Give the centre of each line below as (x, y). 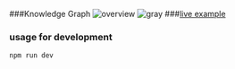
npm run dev (31, 56)
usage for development (61, 37)
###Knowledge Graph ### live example (117, 14)
